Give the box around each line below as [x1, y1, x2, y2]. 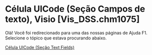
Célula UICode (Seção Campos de [5, 3, 146, 15]
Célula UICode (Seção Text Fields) [5, 44, 75, 50]
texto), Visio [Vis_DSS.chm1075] [5, 14, 140, 25]
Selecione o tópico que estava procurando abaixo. [5, 35, 107, 41]
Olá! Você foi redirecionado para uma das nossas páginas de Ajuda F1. [5, 30, 148, 36]
